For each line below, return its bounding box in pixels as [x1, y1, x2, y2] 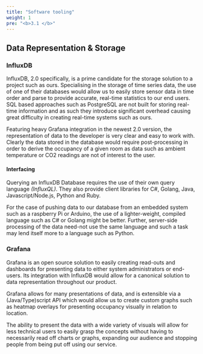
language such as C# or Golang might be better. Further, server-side [6, 217, 177, 224]
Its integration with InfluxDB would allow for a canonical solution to [23, 272, 190, 279]
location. [6, 309, 29, 317]
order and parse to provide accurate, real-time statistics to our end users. [6, 94, 190, 102]
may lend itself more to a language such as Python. [6, 230, 135, 237]
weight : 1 [6, 15, 32, 21]
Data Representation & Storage [6, 43, 126, 53]
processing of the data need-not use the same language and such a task [6, 223, 188, 230]
